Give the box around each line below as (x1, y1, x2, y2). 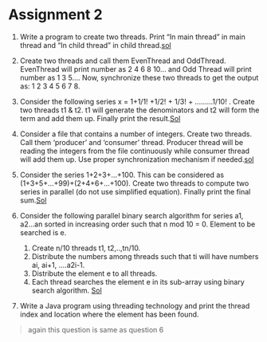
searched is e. (19, 227, 67, 237)
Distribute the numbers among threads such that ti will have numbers (31, 251, 259, 261)
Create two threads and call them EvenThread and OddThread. (19, 56, 226, 65)
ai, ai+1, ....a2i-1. (31, 260, 85, 269)
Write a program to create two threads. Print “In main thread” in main (19, 32, 245, 41)
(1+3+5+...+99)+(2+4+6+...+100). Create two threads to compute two (19, 178, 249, 188)
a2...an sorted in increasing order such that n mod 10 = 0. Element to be (19, 219, 256, 229)
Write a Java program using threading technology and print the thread (19, 301, 250, 310)
